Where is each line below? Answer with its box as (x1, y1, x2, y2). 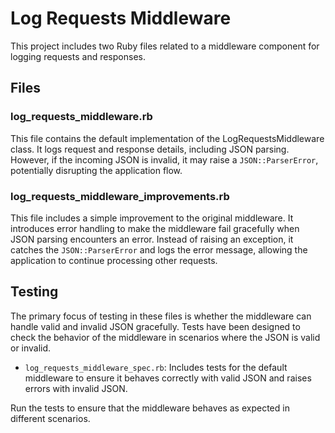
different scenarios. (10, 412, 91, 424)
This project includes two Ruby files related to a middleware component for (10, 40, 320, 52)
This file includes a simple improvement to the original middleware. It (10, 212, 294, 224)
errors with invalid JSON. (24, 382, 128, 394)
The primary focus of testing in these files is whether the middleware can (10, 310, 312, 322)
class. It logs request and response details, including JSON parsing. (10, 143, 290, 155)
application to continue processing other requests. (10, 254, 218, 266)
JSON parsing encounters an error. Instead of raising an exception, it (10, 233, 294, 245)
